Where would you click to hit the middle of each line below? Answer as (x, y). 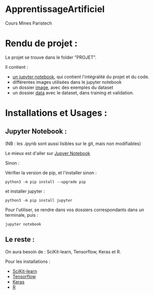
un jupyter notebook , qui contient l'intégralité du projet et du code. (81, 77)
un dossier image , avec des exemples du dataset (63, 87)
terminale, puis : (22, 215)
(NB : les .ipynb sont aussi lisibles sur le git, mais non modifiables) (73, 143)
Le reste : (20, 240)
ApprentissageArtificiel (55, 9)
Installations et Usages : (56, 113)
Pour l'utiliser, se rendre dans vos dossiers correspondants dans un (74, 210)
